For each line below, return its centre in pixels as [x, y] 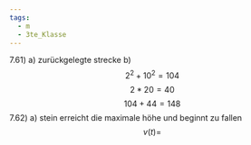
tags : [19, 18]
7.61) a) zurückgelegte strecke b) [70, 60]
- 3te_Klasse [42, 34]
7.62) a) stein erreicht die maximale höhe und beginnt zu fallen [126, 118]
